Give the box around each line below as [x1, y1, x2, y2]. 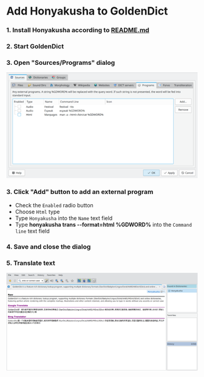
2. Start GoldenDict [6, 42, 64, 51]
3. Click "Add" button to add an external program [6, 188, 154, 196]
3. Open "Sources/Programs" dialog [6, 58, 115, 67]
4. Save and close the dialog [6, 242, 91, 251]
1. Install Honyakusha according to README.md [6, 26, 150, 35]
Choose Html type [15, 208, 60, 215]
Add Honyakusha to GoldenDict [6, 4, 168, 18]
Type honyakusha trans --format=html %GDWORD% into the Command [15, 221, 192, 228]
